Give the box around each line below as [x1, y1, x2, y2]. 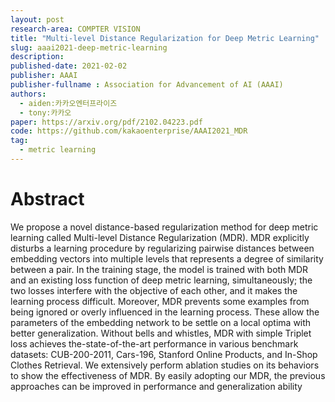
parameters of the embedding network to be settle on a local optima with [10, 316, 312, 328]
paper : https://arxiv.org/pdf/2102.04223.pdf [10, 117, 203, 127]
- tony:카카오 [19, 107, 72, 118]
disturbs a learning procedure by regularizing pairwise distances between [10, 242, 315, 254]
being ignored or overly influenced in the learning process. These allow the [10, 306, 320, 318]
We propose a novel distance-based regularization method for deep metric [10, 221, 319, 233]
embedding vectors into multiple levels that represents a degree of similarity [10, 252, 324, 265]
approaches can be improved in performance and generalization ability [10, 380, 303, 392]
